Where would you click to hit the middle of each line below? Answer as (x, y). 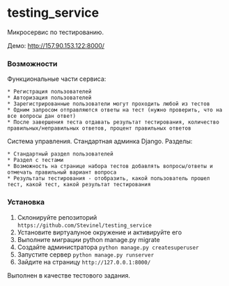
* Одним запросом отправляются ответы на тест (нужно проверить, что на (115, 110)
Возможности (32, 63)
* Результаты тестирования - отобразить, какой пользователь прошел (109, 179)
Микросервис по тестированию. (56, 32)
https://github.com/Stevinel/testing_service (84, 225)
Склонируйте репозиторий (57, 217)
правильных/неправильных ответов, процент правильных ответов (99, 128)
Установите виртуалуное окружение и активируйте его (100, 232)
